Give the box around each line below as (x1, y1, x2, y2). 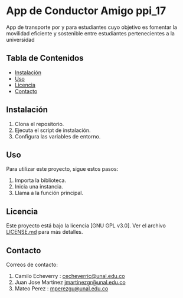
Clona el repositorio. (14, 120, 64, 127)
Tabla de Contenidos (6, 53, 84, 63)
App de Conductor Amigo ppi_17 (6, 4, 166, 18)
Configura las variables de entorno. (14, 133, 101, 140)
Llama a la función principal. (14, 190, 84, 197)
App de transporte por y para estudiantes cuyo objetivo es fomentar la (6, 24, 177, 31)
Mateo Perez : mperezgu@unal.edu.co (14, 285, 109, 292)
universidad (6, 36, 35, 43)
